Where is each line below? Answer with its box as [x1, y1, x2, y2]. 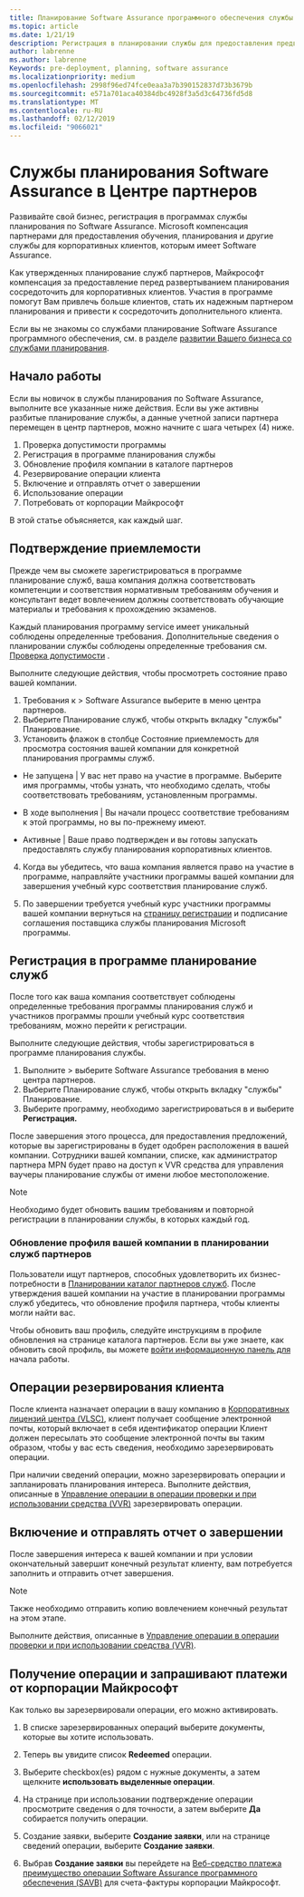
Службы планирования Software [9, 162, 270, 182]
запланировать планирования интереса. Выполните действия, [9, 1479, 252, 1490]
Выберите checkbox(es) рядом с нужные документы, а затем [22, 1766, 261, 1777]
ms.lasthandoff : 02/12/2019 [9, 114, 116, 123]
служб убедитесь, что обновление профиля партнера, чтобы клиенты [9, 1297, 280, 1308]
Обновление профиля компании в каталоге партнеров [22, 459, 233, 469]
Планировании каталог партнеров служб [67, 1278, 228, 1289]
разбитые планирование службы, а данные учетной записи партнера [9, 411, 279, 422]
